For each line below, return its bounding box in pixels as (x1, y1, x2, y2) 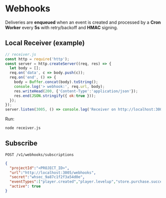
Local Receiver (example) (5, 39, 85, 47)
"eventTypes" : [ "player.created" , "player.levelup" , (9, 179, 116, 184)
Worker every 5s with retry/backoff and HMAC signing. (5, 24, 118, 30)
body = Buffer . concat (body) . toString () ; (14, 79, 98, 84)
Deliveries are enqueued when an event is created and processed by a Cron (5, 19, 161, 25)
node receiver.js (5, 125, 41, 131)
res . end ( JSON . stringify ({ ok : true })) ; (14, 93, 96, 98)
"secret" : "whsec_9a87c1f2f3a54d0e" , (9, 175, 85, 180)
